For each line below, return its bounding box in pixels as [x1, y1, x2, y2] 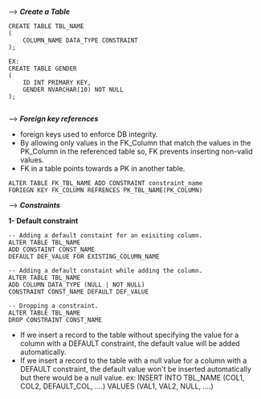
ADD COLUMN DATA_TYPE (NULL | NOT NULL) [8, 281, 146, 289]
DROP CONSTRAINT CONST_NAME [8, 316, 103, 324]
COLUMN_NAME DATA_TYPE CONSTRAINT [22, 36, 138, 44]
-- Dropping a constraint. [8, 302, 99, 310]
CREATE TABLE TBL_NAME [8, 23, 84, 31]
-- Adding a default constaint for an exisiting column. [8, 232, 203, 240]
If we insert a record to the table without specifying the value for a [19, 330, 239, 339]
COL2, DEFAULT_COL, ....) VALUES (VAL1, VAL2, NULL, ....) [19, 381, 214, 391]
